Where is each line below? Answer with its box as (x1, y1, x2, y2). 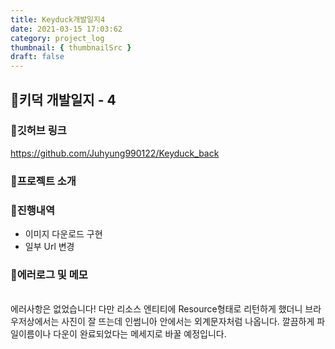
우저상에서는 (10, 316, 60, 328)
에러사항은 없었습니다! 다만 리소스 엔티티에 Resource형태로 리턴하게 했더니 (10, 303, 303, 315)
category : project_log (10, 33, 105, 43)
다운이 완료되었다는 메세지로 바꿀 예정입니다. (53, 328, 227, 340)
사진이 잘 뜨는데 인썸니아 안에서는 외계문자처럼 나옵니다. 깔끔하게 (61, 316, 315, 328)
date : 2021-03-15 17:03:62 (10, 24, 123, 34)
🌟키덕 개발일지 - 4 (10, 91, 117, 108)
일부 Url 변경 (24, 241, 75, 253)
